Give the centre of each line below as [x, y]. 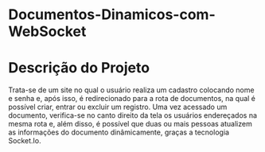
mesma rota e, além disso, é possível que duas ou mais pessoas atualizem [130, 124]
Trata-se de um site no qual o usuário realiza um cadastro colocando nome [131, 90]
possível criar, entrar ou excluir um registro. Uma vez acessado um [118, 107]
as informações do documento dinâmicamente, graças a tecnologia [119, 132]
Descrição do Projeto [79, 68]
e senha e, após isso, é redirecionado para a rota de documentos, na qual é [132, 99]
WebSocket [47, 31]
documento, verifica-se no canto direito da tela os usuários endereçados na [132, 115]
